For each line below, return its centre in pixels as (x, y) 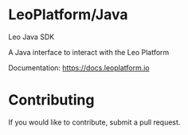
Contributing (51, 100)
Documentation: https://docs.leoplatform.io (79, 67)
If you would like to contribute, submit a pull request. (94, 122)
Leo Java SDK (31, 37)
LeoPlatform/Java (68, 15)
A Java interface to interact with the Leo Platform (89, 52)
